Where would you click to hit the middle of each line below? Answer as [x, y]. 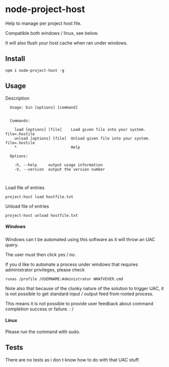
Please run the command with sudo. [43, 332]
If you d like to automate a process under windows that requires [72, 264]
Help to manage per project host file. [44, 23]
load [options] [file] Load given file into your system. [80, 129]
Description [17, 98]
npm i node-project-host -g [35, 70]
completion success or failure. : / [39, 309]
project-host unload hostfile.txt [42, 215]
